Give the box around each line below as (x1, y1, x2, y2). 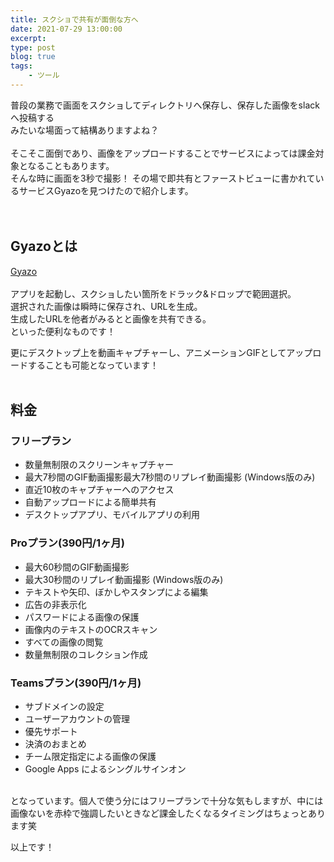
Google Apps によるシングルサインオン (24, 762, 187, 775)
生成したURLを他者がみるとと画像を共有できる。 (10, 312, 212, 325)
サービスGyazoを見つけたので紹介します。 (18, 184, 194, 196)
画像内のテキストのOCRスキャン (24, 623, 158, 635)
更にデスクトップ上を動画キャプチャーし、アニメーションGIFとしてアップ (10, 346, 313, 358)
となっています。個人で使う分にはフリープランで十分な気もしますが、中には (10, 794, 324, 806)
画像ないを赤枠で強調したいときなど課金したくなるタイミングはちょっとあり (10, 807, 326, 819)
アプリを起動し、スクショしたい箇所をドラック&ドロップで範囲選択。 (10, 287, 297, 300)
